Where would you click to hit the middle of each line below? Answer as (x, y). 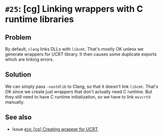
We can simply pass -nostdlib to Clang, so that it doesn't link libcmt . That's (82, 86)
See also (18, 117)
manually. (15, 102)
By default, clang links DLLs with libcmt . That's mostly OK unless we (74, 49)
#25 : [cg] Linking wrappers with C (74, 9)
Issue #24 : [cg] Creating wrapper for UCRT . (56, 129)
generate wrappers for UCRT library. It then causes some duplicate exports (81, 54)
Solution (18, 75)
